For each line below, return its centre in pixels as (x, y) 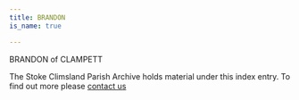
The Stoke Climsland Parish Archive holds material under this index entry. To (150, 76)
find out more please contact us (68, 86)
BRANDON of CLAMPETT (56, 59)
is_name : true (36, 26)
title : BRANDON (37, 17)
